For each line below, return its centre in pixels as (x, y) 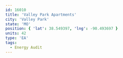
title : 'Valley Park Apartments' (41, 15)
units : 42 (16, 33)
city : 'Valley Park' (27, 19)
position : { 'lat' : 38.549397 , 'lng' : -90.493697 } (61, 29)
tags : (11, 43)
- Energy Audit (26, 47)
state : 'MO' (18, 24)
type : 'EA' (17, 38)
